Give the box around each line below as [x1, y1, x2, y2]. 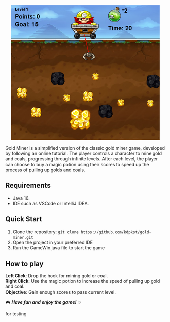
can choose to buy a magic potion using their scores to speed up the [5, 162, 149, 167]
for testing [5, 311, 27, 317]
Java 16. [12, 195, 30, 201]
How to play [5, 260, 44, 268]
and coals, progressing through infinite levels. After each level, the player [5, 156, 158, 162]
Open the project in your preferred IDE [12, 239, 93, 245]
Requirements [5, 181, 51, 190]
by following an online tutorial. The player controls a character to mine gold [5, 150, 162, 156]
